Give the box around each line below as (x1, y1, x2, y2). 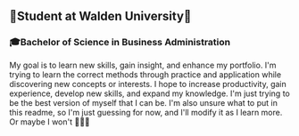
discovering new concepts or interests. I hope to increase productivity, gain (9, 78, 287, 89)
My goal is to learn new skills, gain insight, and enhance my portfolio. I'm (9, 60, 277, 70)
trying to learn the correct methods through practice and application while (9, 68, 282, 80)
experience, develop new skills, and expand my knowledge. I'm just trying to (9, 88, 290, 99)
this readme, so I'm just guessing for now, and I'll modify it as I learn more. (9, 107, 283, 117)
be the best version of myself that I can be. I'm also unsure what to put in (9, 97, 278, 108)
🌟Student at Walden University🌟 (9, 9, 192, 24)
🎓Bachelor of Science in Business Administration (9, 36, 230, 49)
